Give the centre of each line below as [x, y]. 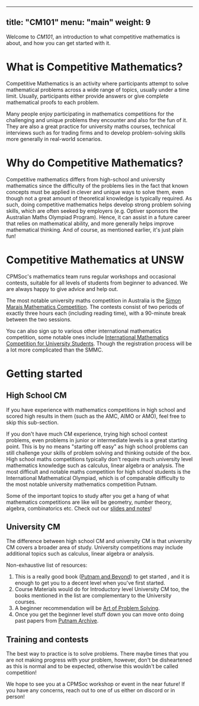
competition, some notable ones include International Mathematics [87, 337]
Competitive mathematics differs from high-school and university [86, 179]
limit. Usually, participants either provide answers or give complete [87, 96]
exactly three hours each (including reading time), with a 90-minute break [96, 313]
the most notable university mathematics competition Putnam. [82, 484]
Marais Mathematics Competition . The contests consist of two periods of [95, 306]
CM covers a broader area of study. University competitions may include [95, 547]
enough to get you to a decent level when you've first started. [90, 583]
